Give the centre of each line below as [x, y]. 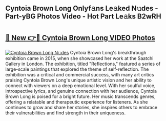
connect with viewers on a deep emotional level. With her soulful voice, [80, 86]
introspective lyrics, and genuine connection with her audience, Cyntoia [81, 91]
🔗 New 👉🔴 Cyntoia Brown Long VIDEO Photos [80, 38]
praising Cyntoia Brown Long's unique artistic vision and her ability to [79, 80]
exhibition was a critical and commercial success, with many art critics [80, 75]
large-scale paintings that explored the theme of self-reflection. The [77, 69]
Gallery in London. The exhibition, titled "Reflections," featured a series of [83, 64]
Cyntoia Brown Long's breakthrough [108, 53]
